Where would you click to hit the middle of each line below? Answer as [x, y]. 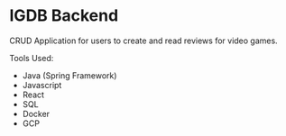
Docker [36, 113]
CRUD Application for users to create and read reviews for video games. [143, 41]
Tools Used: [32, 58]
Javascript [42, 85]
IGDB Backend [64, 16]
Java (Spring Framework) [69, 75]
